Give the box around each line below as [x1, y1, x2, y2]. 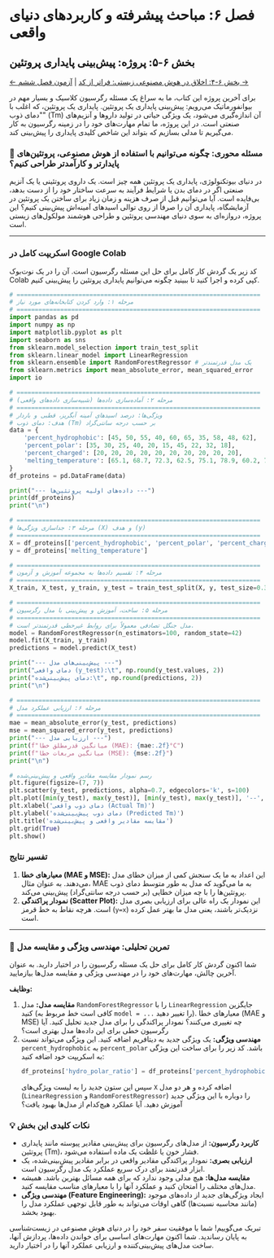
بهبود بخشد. [20, 1208, 57, 1217]
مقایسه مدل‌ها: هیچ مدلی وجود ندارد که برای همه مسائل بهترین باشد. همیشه [20, 1173, 250, 1182]
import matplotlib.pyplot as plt [9, 328, 123, 336]
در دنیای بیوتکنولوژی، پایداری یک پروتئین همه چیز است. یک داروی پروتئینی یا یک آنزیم [9, 177, 263, 186]
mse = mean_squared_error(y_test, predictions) [9, 726, 174, 734]
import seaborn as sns [9, 335, 86, 344]
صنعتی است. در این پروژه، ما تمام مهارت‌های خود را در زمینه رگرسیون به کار [9, 119, 240, 128]
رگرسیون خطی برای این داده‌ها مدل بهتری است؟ [20, 1026, 169, 1036]
